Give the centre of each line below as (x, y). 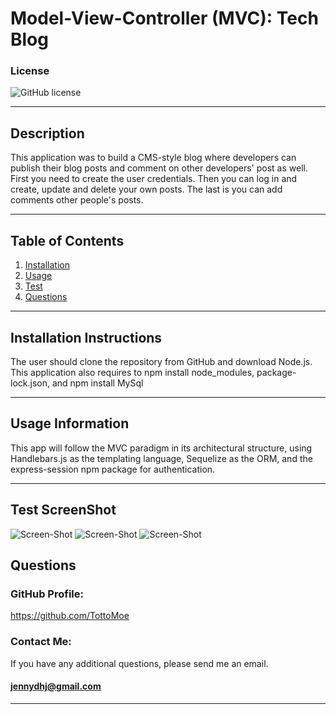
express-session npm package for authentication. (113, 469)
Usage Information (70, 423)
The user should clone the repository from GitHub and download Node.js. (161, 361)
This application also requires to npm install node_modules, (132, 372)
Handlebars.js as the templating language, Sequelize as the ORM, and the (161, 458)
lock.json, (30, 383)
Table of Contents (67, 240)
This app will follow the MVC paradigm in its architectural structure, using (161, 448)
